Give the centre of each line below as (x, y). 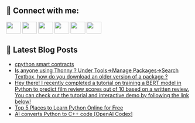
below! (23, 101)
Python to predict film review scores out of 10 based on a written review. (102, 89)
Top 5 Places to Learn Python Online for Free (69, 107)
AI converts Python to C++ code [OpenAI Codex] (73, 114)
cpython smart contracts (44, 64)
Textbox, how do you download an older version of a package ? (91, 76)
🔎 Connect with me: (42, 11)
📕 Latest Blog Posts (42, 50)
